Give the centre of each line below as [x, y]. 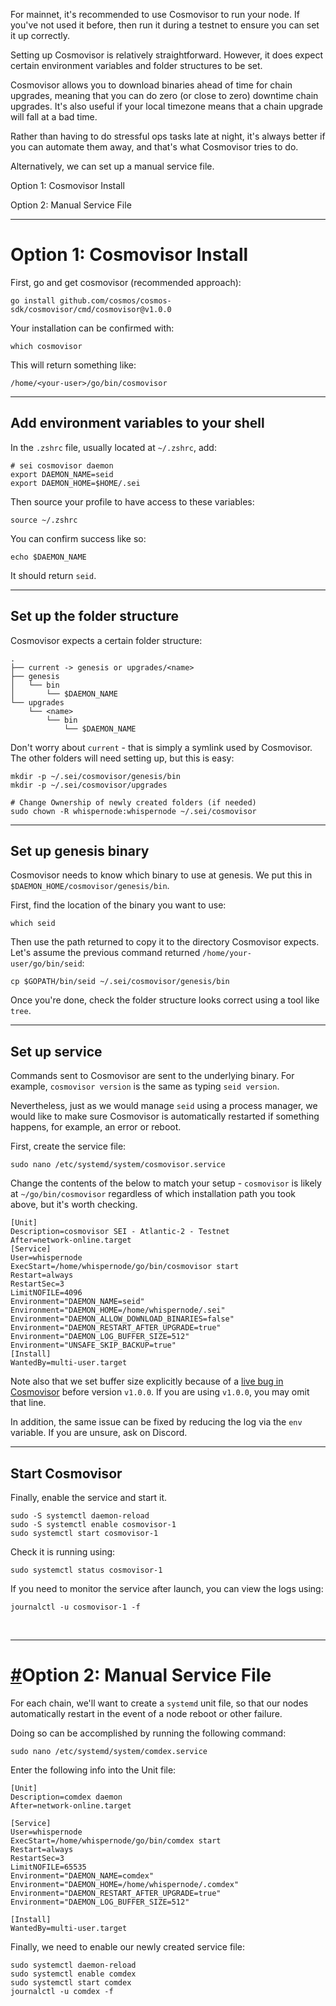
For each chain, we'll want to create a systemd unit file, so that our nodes [159, 1703]
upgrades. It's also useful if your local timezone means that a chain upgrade [167, 106]
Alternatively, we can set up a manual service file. [112, 166]
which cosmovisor [46, 346]
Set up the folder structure [95, 616]
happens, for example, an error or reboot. [96, 1127]
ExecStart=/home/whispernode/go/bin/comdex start [116, 1840]
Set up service [56, 1051]
